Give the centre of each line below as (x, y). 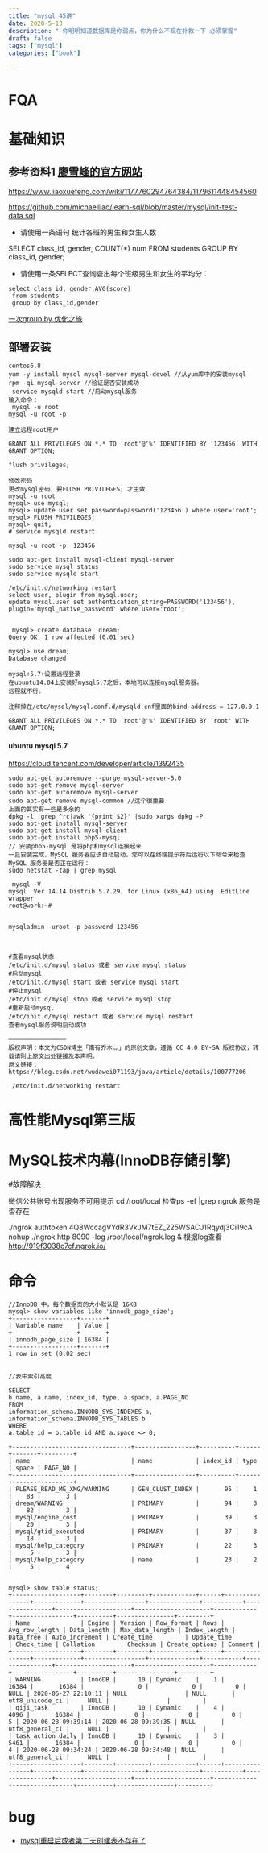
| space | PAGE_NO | (43, 1468)
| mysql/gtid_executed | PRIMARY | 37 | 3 (133, 1532)
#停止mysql (25, 991)
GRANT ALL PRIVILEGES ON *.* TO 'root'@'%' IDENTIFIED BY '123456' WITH (133, 444)
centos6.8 (25, 366)
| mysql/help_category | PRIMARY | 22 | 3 (133, 1546)
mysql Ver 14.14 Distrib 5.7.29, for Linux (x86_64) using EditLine (129, 892)
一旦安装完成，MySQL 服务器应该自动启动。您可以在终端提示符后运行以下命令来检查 (127, 855)
